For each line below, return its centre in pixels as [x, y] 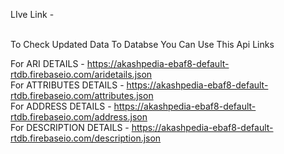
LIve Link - [32, 14]
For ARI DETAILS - [47, 63]
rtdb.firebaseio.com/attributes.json [82, 95]
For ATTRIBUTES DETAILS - [67, 85]
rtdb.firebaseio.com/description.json [86, 138]
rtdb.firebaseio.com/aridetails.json [81, 74]
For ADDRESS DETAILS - [61, 106]
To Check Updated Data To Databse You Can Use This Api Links [142, 44]
